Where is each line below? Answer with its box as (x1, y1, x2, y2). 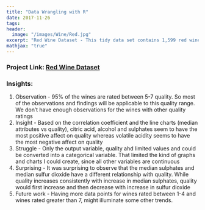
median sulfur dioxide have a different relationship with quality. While (15, 171, 189, 178)
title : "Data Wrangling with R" (6, 9, 88, 15)
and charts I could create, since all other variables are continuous (15, 158, 180, 165)
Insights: (6, 79, 34, 88)
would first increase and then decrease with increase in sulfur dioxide (15, 184, 191, 191)
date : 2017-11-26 (6, 15, 51, 21)
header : (6, 26, 26, 32)
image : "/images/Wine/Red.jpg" (12, 32, 92, 38)
